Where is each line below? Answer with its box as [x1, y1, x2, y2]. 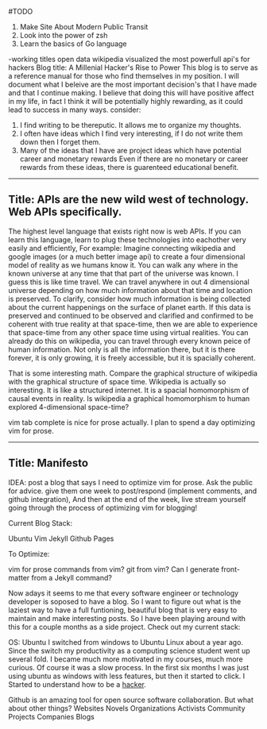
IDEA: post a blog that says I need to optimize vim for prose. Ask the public [8, 477, 253, 487]
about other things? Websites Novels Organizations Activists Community [8, 703, 246, 713]
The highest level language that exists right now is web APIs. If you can [8, 226, 242, 236]
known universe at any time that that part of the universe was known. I [8, 268, 238, 278]
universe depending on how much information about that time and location [8, 285, 253, 295]
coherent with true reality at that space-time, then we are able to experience [8, 319, 258, 329]
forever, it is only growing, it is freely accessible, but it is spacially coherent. [8, 353, 256, 362]
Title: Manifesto [8, 457, 89, 470]
